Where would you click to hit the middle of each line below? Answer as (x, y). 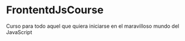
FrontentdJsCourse (55, 10)
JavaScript (19, 32)
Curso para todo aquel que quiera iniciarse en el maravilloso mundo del (93, 26)
